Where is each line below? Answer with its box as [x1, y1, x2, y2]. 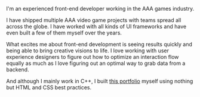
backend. [6, 66, 29, 73]
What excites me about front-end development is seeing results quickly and [6, 41, 193, 48]
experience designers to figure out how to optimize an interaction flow [6, 54, 179, 60]
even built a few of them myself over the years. [6, 29, 122, 36]
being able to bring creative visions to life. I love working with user [6, 47, 169, 54]
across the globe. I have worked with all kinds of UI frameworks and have [6, 23, 187, 30]
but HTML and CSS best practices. [6, 84, 91, 91]
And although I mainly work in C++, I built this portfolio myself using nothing [6, 77, 193, 85]
